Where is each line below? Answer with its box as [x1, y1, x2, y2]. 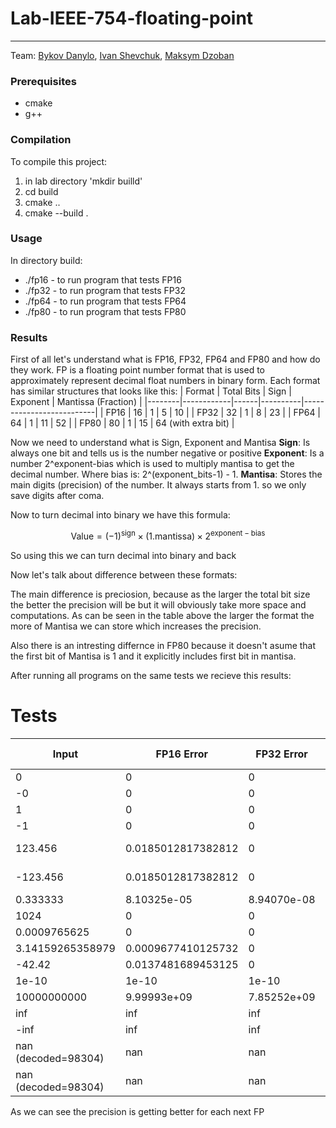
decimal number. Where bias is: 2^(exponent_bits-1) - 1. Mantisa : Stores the [10, 468, 323, 481]
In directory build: [10, 254, 83, 266]
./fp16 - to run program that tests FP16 [24, 273, 182, 286]
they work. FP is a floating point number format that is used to [10, 364, 266, 376]
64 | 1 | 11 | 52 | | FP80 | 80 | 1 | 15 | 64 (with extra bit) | [10, 417, 235, 429]
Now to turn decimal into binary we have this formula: [10, 509, 231, 521]
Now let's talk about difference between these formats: [10, 568, 238, 581]
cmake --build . [24, 207, 89, 219]
